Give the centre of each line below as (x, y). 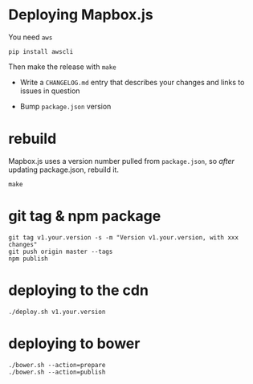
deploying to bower (74, 343)
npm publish (28, 259)
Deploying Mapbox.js (81, 15)
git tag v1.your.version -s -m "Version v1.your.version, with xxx (124, 237)
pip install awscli (41, 51)
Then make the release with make (62, 67)
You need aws (31, 37)
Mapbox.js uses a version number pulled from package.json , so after (122, 161)
